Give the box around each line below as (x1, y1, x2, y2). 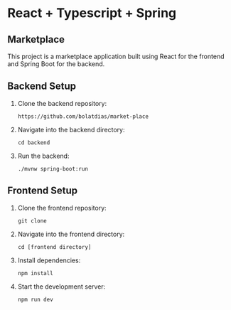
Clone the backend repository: (17, 99, 107, 107)
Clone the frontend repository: (17, 203, 107, 212)
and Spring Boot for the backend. (7, 60, 105, 68)
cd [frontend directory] (17, 243, 92, 250)
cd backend (17, 139, 50, 146)
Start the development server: (17, 282, 106, 291)
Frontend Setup (7, 185, 78, 197)
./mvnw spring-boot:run (17, 165, 89, 172)
